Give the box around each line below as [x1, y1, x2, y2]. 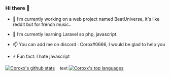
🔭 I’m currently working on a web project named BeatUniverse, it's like [12, 16, 160, 22]
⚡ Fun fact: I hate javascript [12, 53, 70, 60]
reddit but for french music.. [12, 21, 72, 27]
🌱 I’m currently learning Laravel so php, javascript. [12, 31, 118, 37]
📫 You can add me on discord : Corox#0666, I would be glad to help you [12, 42, 165, 48]
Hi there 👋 [5, 5, 30, 12]
